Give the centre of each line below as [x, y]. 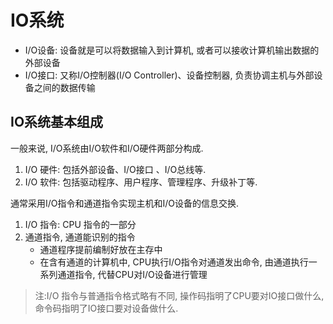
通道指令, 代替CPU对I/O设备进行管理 [132, 274]
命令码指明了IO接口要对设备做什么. [106, 308]
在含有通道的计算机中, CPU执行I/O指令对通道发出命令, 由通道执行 [174, 262]
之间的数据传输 [64, 87]
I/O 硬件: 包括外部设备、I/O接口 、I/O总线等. [115, 169]
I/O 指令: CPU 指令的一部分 [80, 224]
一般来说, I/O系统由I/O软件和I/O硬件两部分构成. [107, 148]
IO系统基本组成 [57, 122]
